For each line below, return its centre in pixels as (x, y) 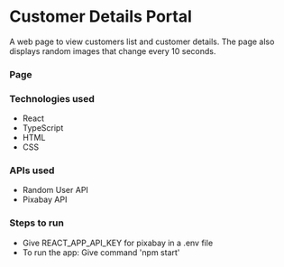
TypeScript (43, 128)
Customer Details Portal (101, 17)
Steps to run (37, 223)
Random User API (55, 190)
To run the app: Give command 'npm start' (101, 252)
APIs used (32, 170)
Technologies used (52, 98)
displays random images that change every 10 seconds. (113, 51)
